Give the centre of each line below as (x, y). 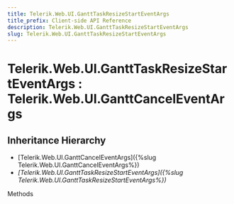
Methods (21, 194)
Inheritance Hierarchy (57, 140)
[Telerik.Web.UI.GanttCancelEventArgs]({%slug (87, 158)
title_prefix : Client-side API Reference (69, 21)
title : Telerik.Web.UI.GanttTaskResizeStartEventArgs (89, 14)
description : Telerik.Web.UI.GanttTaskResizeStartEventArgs (98, 27)
